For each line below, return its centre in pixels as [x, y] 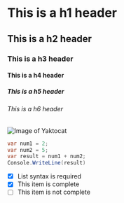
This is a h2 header [50, 39]
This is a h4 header [36, 76]
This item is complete [48, 184]
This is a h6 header [35, 109]
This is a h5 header [36, 91]
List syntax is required [49, 176]
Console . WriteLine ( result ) [47, 163]
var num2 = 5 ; [28, 150]
